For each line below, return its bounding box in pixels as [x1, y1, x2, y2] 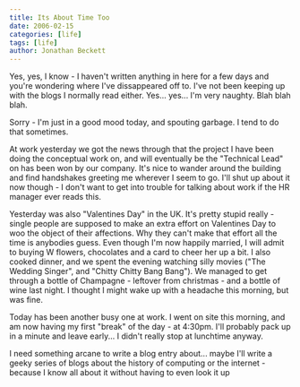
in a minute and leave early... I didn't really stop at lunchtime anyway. [9, 331, 264, 341]
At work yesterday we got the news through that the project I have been [9, 144, 275, 155]
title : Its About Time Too [9, 13, 110, 22]
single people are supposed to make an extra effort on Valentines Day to [9, 219, 276, 229]
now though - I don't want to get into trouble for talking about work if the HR [9, 182, 290, 193]
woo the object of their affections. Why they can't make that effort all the [9, 228, 278, 238]
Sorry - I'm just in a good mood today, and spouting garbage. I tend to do [9, 117, 279, 128]
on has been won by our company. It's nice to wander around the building [9, 163, 282, 174]
